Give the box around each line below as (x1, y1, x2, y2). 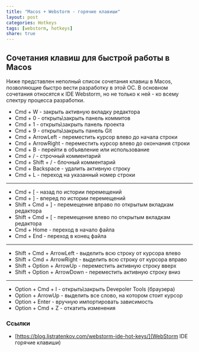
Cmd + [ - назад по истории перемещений (14, 188, 122, 195)
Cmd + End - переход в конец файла (14, 232, 107, 239)
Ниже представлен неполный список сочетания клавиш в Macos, (6, 78, 173, 85)
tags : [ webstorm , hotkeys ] (6, 25, 73, 31)
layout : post (6, 14, 38, 20)
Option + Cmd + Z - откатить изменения (14, 304, 116, 312)
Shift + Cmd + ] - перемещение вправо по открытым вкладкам (14, 201, 174, 208)
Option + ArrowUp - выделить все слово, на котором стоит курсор (14, 291, 183, 299)
